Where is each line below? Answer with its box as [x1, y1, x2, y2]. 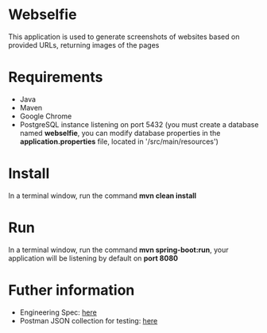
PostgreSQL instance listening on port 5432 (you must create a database [19, 119, 259, 129]
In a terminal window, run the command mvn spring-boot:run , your [8, 245, 229, 254]
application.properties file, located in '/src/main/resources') [19, 137, 219, 146]
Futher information [8, 281, 135, 299]
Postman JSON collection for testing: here [19, 316, 158, 325]
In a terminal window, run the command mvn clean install [8, 191, 197, 200]
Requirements [8, 68, 103, 87]
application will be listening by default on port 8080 [8, 253, 179, 263]
